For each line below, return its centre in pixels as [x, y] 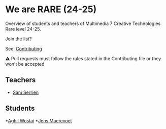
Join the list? [19, 39]
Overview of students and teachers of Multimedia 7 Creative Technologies [83, 23]
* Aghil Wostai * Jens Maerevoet [39, 120]
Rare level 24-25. [23, 29]
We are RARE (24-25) [51, 9]
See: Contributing [24, 48]
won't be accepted [25, 64]
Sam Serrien [26, 92]
